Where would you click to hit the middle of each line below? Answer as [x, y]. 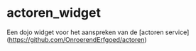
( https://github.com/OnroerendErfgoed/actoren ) [77, 39]
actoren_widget [54, 13]
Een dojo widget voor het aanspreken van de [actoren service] [98, 32]
